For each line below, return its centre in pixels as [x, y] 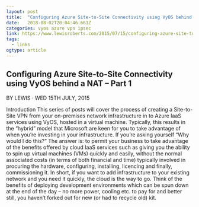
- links [21, 45]
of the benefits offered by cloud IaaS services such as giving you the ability [98, 147]
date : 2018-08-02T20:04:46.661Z [49, 23]
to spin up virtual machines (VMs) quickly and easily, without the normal [94, 153]
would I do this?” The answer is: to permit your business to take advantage [97, 141]
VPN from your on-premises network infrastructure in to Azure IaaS [99, 116]
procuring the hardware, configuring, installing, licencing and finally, [89, 166]
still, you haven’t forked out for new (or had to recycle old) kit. [81, 198]
